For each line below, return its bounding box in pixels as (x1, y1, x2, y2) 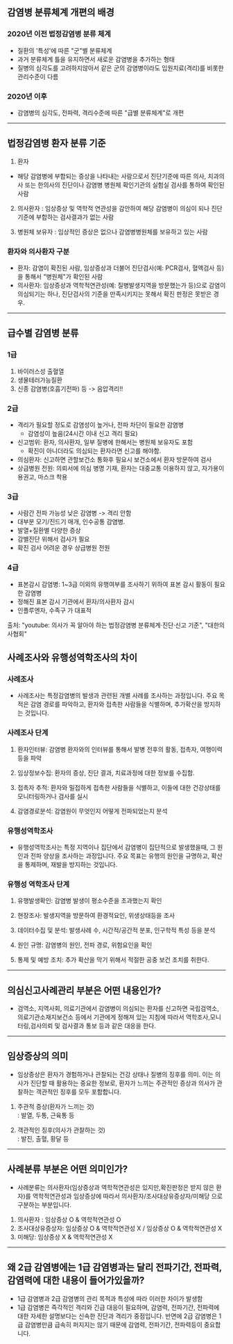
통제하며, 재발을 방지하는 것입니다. (24, 860, 118, 868)
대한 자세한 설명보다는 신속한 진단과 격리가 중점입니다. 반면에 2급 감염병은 (17, 1311, 217, 1320)
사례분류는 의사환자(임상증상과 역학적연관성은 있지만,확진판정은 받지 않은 (17, 1183, 215, 1191)
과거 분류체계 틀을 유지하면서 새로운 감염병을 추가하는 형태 (17, 55, 175, 63)
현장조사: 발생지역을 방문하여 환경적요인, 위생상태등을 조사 (17, 912, 175, 920)
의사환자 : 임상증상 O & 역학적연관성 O (17, 1215, 121, 1224)
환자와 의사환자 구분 (7, 246, 70, 256)
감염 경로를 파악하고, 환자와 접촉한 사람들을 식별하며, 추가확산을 (30, 700, 202, 709)
